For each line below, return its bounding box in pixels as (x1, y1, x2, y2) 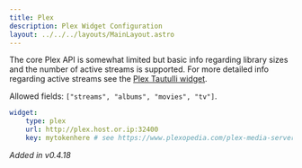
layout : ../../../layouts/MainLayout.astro (9, 30, 175, 39)
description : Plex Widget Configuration (9, 22, 164, 31)
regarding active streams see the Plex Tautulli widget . (9, 74, 209, 84)
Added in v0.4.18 (9, 149, 72, 160)
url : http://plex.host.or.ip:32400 (25, 125, 159, 135)
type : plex (25, 117, 67, 126)
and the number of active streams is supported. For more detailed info (9, 64, 270, 75)
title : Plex (9, 13, 54, 22)
